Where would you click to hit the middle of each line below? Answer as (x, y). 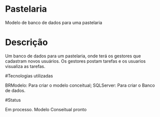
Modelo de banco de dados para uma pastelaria (54, 23)
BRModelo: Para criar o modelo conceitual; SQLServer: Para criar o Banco (80, 85)
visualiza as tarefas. (25, 66)
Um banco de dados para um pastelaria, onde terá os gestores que (73, 56)
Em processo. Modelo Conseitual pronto (46, 109)
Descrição (27, 42)
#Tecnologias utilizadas (29, 76)
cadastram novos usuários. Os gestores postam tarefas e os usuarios (76, 61)
